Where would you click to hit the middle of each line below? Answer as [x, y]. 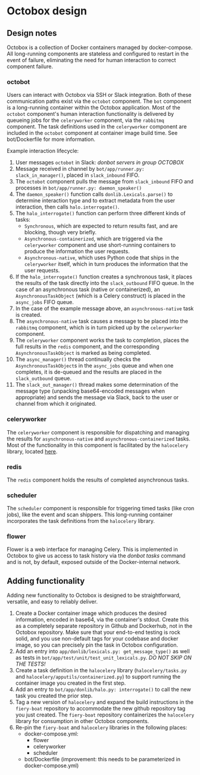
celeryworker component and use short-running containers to [100, 245]
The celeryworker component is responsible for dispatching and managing [98, 432]
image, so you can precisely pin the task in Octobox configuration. [97, 645]
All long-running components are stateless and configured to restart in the [98, 54]
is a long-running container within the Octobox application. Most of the [93, 108]
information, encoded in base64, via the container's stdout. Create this [102, 620]
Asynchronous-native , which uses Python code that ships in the [101, 258]
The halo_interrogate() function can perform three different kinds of [101, 213]
